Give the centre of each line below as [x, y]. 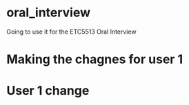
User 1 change [48, 91]
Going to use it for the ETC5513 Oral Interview [71, 32]
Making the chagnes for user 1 [95, 59]
